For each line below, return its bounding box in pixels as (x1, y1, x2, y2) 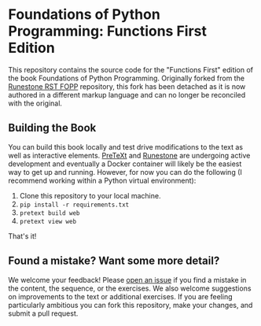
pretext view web (19, 217, 77, 225)
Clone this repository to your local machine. (19, 191, 161, 200)
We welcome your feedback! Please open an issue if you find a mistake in (8, 275, 247, 284)
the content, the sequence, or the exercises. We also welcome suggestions (8, 283, 252, 293)
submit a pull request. (8, 309, 79, 318)
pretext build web (19, 209, 80, 217)
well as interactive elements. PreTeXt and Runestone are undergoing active (8, 150, 251, 160)
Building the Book (8, 121, 97, 135)
